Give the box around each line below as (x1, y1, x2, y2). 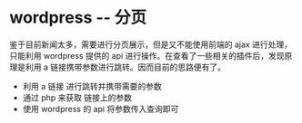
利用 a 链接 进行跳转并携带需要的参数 (22, 80, 162, 91)
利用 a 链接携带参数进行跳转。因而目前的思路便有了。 (25, 61, 226, 72)
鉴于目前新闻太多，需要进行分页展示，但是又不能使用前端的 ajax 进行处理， (9, 39, 293, 50)
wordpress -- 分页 (9, 7, 147, 28)
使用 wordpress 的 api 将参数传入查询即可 (22, 103, 179, 114)
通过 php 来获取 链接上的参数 (22, 91, 133, 103)
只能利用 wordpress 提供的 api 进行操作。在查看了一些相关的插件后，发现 (9, 50, 285, 61)
